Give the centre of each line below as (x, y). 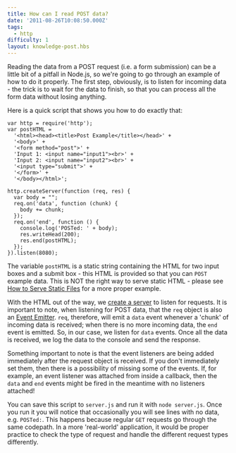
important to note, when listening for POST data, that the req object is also (115, 310)
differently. (23, 442)
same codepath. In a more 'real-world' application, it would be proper (108, 427)
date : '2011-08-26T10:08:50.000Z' (58, 20)
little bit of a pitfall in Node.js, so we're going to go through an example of (114, 74)
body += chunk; (42, 210)
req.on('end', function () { (56, 222)
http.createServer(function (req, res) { (69, 191)
